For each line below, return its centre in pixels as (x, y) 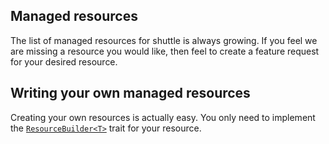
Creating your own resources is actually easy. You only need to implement (163, 117)
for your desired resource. (64, 61)
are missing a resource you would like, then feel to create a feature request (165, 51)
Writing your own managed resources (130, 93)
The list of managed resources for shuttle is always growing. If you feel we (164, 40)
